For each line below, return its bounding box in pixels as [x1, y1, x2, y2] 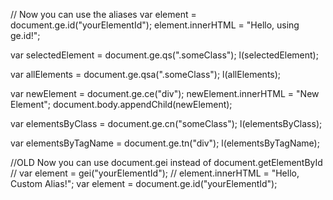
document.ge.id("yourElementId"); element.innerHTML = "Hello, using [10, 19, 300, 31]
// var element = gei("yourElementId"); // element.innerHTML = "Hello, [10, 167, 300, 179]
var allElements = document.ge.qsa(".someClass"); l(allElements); [10, 69, 282, 80]
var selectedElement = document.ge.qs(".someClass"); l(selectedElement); [10, 49, 319, 61]
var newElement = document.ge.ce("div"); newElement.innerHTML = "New [10, 88, 320, 99]
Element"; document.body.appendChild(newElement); [10, 99, 233, 110]
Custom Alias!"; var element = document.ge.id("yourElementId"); [10, 178, 278, 189]
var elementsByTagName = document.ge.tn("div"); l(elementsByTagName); [10, 137, 320, 149]
